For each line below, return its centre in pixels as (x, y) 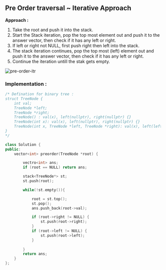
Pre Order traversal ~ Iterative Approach (68, 8)
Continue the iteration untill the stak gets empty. (61, 61)
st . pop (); (41, 203)
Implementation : (26, 84)
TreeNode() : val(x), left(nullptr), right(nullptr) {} (73, 117)
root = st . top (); (49, 199)
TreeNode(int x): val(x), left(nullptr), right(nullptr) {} (77, 122)
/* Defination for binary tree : (40, 94)
